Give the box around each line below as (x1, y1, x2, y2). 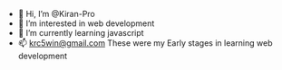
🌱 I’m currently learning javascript (17, 28, 144, 38)
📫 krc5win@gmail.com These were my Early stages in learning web (17, 38, 273, 48)
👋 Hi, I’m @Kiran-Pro (17, 9, 95, 19)
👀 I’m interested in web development (17, 18, 155, 29)
